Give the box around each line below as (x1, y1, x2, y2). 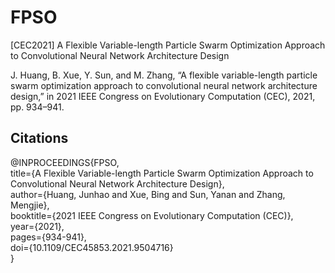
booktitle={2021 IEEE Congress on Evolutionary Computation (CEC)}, (10, 209, 294, 221)
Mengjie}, (10, 199, 50, 211)
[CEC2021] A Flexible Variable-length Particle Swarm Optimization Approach (10, 39, 326, 51)
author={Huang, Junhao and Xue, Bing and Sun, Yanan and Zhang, (10, 188, 286, 200)
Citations (10, 130, 69, 147)
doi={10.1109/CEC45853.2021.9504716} (10, 241, 174, 253)
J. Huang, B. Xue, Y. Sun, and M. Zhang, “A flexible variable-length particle (10, 69, 318, 81)
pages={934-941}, (10, 231, 87, 243)
